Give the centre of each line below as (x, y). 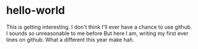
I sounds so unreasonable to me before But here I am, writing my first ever (98, 33)
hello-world (36, 10)
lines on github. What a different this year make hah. (70, 39)
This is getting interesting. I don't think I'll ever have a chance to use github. (99, 27)
